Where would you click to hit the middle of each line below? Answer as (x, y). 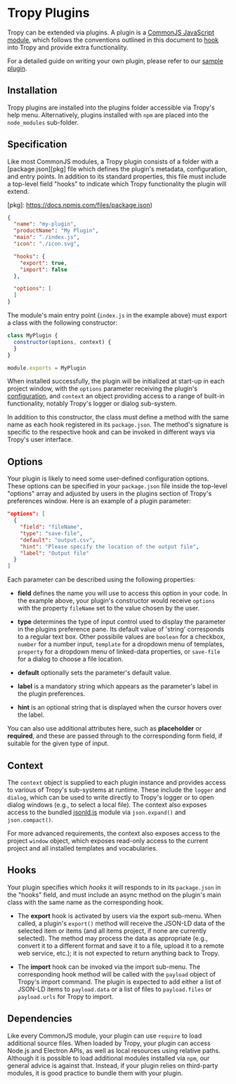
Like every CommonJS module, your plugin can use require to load (105, 1036)
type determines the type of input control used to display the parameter (122, 622)
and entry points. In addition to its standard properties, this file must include (117, 176)
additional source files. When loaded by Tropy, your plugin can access (109, 1043)
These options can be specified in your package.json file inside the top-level (117, 486)
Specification (37, 144)
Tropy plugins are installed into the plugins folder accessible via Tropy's (111, 107)
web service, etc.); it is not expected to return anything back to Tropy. (118, 953)
